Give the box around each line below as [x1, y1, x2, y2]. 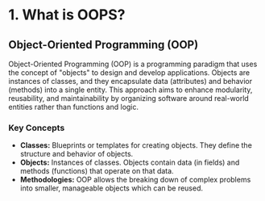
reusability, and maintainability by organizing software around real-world [8, 94, 250, 103]
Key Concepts [8, 122, 65, 133]
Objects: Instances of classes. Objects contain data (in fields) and [19, 157, 240, 167]
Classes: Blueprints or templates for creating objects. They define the [19, 140, 252, 150]
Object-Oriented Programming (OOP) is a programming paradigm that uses [8, 59, 258, 69]
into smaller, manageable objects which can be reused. [19, 183, 204, 193]
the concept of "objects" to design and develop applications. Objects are [8, 68, 251, 77]
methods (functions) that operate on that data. [19, 166, 175, 176]
